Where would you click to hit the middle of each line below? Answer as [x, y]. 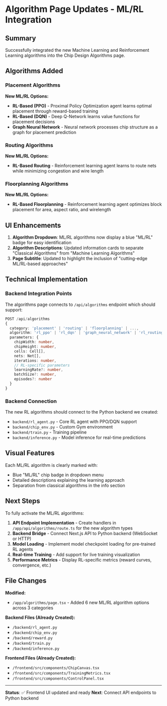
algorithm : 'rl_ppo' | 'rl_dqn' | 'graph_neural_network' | [73, 333]
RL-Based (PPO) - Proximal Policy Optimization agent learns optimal [82, 106]
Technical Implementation [46, 279]
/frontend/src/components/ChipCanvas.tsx [56, 668]
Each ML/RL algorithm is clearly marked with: [51, 465]
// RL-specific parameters [42, 365]
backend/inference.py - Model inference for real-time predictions [79, 437]
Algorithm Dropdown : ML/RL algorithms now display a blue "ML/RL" [83, 237]
